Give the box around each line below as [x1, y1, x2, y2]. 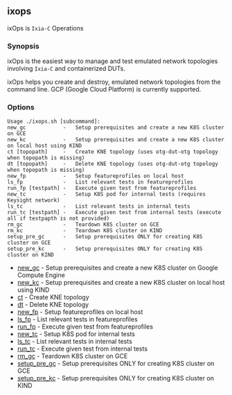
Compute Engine [17, 271, 66, 279]
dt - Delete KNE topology [17, 301, 89, 309]
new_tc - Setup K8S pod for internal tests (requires [7, 191, 206, 198]
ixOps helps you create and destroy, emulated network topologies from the [7, 78, 221, 86]
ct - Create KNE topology [17, 293, 90, 301]
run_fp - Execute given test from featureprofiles [17, 322, 154, 331]
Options [7, 103, 35, 112]
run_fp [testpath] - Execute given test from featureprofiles [7, 185, 197, 192]
